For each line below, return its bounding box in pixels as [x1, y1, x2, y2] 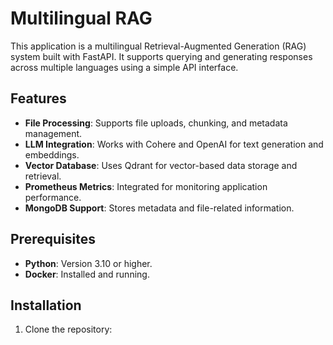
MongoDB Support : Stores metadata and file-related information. [24, 202, 295, 214]
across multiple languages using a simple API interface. [10, 61, 239, 73]
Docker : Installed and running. [24, 268, 150, 280]
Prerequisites [10, 231, 96, 248]
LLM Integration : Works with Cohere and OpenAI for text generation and [24, 138, 324, 150]
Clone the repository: [24, 323, 113, 336]
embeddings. [24, 148, 80, 161]
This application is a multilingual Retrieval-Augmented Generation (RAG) [10, 40, 307, 52]
